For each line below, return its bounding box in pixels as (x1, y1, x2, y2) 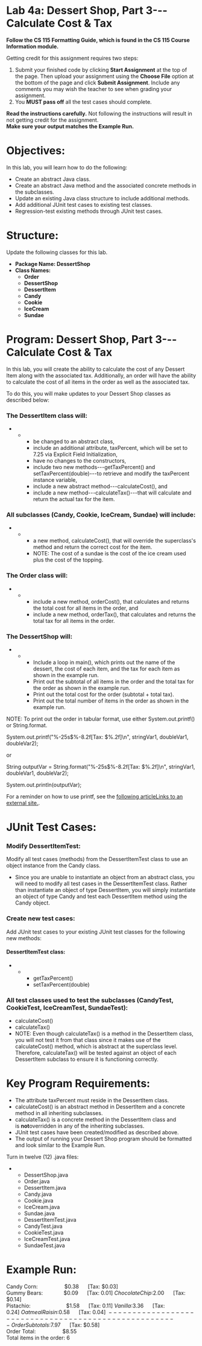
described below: (6, 396, 49, 403)
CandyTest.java (24, 1222, 63, 1230)
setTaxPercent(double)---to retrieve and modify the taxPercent (33, 470, 190, 477)
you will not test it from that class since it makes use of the (14, 1037, 161, 1044)
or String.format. (6, 721, 48, 728)
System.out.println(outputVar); (6, 781, 82, 788)
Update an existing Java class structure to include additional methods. (14, 194, 190, 202)
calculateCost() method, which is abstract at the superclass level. (14, 1043, 178, 1050)
